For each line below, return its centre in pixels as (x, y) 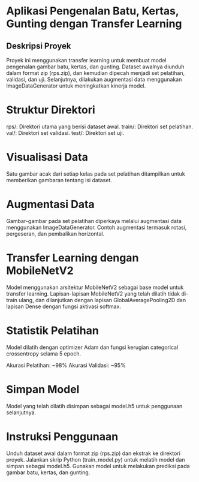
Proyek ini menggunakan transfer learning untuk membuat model (86, 60)
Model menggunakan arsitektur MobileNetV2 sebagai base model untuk (95, 287)
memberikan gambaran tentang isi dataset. (59, 180)
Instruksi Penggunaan (62, 436)
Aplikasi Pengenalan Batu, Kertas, (93, 11)
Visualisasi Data (47, 157)
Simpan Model (43, 389)
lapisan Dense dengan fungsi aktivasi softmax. (64, 306)
